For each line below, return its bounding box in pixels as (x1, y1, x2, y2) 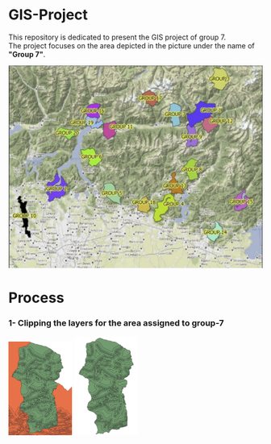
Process (8, 288, 65, 307)
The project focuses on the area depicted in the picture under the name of (8, 40, 256, 50)
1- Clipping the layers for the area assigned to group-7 (8, 317, 224, 329)
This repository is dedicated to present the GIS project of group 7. (8, 32, 227, 42)
